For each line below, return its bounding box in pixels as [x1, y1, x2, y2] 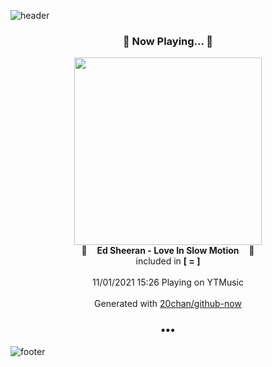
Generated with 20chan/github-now [94, 298, 242, 310]
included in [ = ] [135, 255, 201, 267]
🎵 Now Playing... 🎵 [122, 34, 214, 48]
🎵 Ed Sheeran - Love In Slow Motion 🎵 [81, 245, 255, 257]
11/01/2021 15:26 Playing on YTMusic [92, 276, 244, 289]
